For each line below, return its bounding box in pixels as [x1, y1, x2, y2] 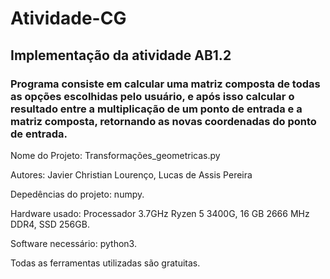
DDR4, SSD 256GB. [10, 218, 90, 230]
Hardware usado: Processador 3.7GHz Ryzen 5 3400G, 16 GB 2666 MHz [10, 207, 310, 219]
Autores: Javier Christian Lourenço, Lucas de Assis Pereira [10, 168, 253, 181]
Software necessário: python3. [10, 237, 137, 249]
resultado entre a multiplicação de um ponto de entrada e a [10, 102, 303, 116]
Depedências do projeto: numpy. [10, 188, 145, 200]
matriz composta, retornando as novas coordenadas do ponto [10, 114, 317, 128]
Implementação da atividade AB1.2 [10, 47, 232, 64]
